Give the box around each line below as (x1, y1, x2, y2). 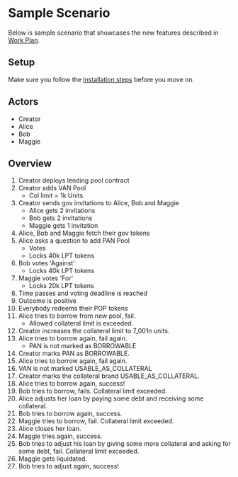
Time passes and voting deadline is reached (18, 289, 148, 298)
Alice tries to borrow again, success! (18, 379, 125, 388)
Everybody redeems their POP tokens (18, 304, 128, 313)
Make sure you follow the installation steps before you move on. (8, 75, 195, 84)
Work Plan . (8, 35, 40, 44)
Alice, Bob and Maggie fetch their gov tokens (18, 229, 150, 238)
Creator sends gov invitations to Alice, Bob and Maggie (18, 199, 179, 207)
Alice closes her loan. (18, 425, 81, 433)
